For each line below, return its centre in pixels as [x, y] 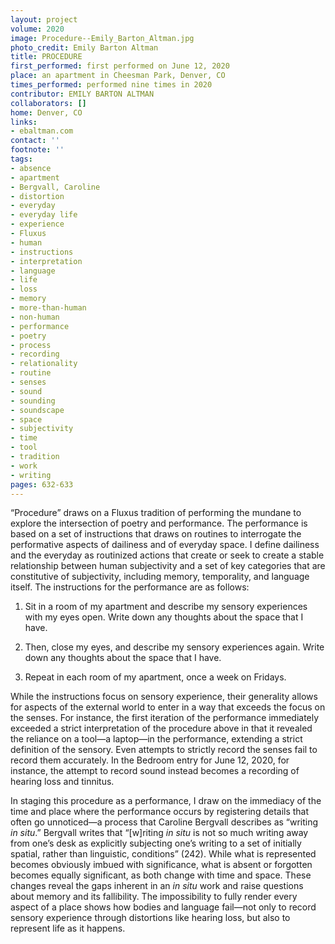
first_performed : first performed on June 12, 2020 [120, 66]
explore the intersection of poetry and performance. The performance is [159, 523]
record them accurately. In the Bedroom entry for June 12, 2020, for [150, 760]
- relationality [44, 364]
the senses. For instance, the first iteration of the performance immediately [165, 718]
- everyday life [44, 215]
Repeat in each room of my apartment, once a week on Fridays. [155, 677]
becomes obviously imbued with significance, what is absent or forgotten [161, 865]
